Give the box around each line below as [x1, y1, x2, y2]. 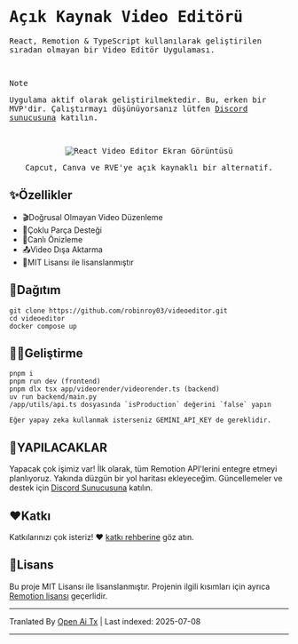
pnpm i [9, 370, 34, 378]
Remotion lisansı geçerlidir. [9, 590, 108, 601]
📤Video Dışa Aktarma [21, 243, 104, 255]
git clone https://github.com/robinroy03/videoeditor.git [9, 306, 228, 315]
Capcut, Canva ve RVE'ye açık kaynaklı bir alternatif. [25, 163, 273, 172]
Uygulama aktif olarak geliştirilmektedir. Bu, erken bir [9, 94, 267, 105]
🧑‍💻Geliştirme [9, 346, 83, 361]
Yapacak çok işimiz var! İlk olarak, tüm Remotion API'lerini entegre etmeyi [9, 464, 278, 474]
